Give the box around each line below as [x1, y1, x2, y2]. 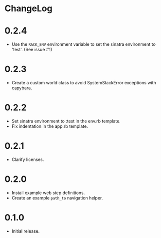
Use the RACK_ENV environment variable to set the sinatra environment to [11, 41, 156, 47]
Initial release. [11, 228, 40, 234]
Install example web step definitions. [11, 190, 85, 196]
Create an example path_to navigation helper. [11, 195, 103, 200]
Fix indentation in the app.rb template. [11, 123, 88, 129]
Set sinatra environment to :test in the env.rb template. [11, 118, 121, 124]
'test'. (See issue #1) [11, 47, 53, 53]
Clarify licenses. [11, 157, 44, 162]
